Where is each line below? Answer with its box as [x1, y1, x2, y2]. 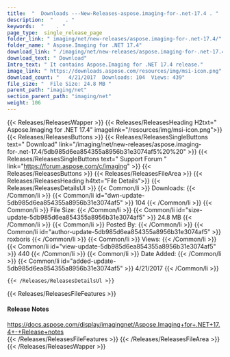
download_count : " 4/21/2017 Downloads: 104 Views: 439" [7, 73, 186, 81]
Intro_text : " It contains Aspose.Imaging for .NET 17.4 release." [7, 61, 204, 68]
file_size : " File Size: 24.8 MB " [7, 80, 112, 87]
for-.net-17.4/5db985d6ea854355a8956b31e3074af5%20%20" [7, 147, 187, 155]
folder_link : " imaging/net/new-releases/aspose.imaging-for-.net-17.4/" [7, 36, 222, 43]
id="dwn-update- [95, 191, 145, 199]
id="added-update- [60, 257, 116, 265]
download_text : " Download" [7, 55, 88, 62]
